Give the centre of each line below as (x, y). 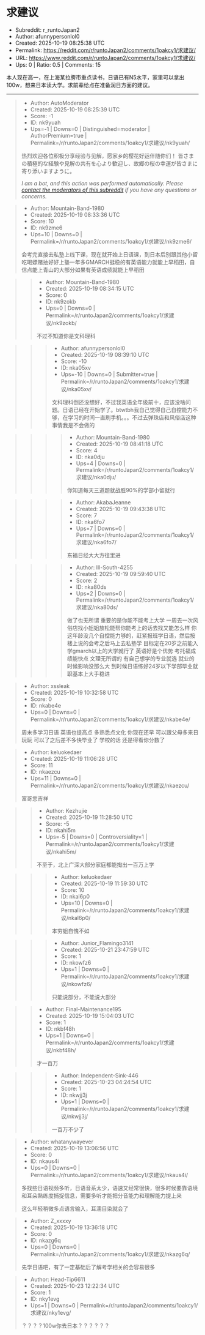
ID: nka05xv (76, 367)
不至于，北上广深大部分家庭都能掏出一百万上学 (95, 864)
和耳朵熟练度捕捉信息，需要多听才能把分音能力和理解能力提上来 (101, 1195)
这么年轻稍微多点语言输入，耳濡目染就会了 (75, 1208)
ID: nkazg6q (45, 1240)
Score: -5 (57, 823)
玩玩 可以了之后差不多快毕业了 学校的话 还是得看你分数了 (93, 740)
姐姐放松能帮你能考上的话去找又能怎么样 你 (142, 627)
